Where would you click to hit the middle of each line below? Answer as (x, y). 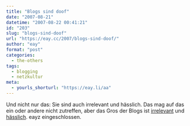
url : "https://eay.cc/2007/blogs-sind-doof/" (62, 39)
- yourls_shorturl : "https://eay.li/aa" (61, 88)
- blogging (25, 71)
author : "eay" (23, 45)
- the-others (27, 60)
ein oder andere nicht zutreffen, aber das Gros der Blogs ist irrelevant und (95, 110)
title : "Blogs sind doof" (38, 11)
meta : (13, 83)
